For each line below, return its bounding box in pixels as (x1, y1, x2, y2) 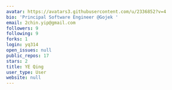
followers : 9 (6, 25, 39, 31)
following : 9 (6, 31, 39, 37)
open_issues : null (6, 47, 52, 53)
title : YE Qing (6, 63, 44, 70)
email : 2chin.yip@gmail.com (6, 20, 76, 25)
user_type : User (6, 69, 46, 75)
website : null (6, 75, 42, 81)
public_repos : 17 (6, 53, 49, 59)
